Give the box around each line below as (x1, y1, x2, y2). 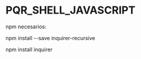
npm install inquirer (5, 45, 53, 53)
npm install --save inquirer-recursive (5, 34, 96, 41)
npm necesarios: (5, 23, 47, 30)
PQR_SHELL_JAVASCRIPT (5, 4, 136, 17)
